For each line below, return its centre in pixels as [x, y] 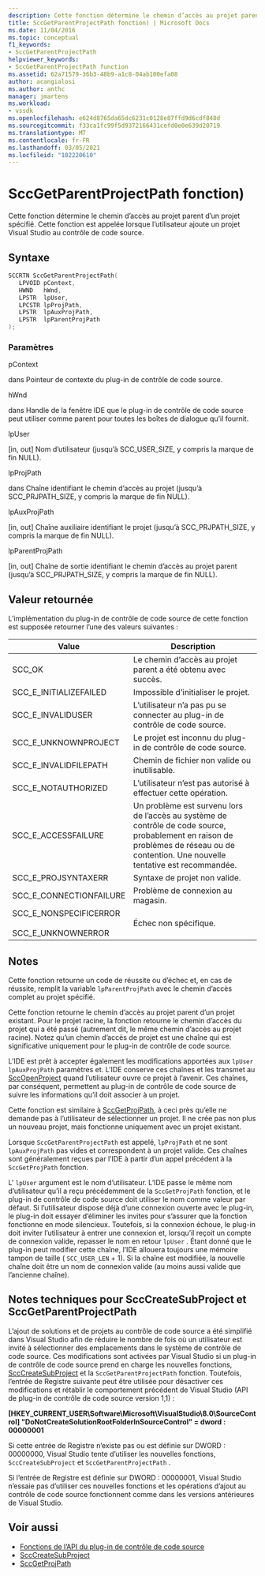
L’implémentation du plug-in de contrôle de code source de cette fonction [128, 619]
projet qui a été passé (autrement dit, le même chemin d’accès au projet [125, 1029]
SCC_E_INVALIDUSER [52, 715]
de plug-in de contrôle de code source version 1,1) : [91, 1398]
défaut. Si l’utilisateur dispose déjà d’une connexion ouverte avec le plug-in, [131, 1207]
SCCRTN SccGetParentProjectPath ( [63, 276]
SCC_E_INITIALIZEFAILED [60, 692]
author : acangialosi [42, 81]
